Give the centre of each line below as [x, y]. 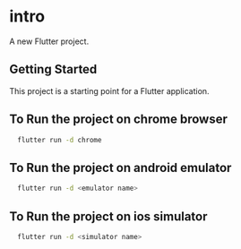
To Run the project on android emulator [120, 167]
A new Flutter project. [49, 41]
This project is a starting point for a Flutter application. [109, 90]
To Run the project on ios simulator [108, 216]
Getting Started [53, 69]
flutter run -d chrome [60, 140]
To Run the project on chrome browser [119, 120]
